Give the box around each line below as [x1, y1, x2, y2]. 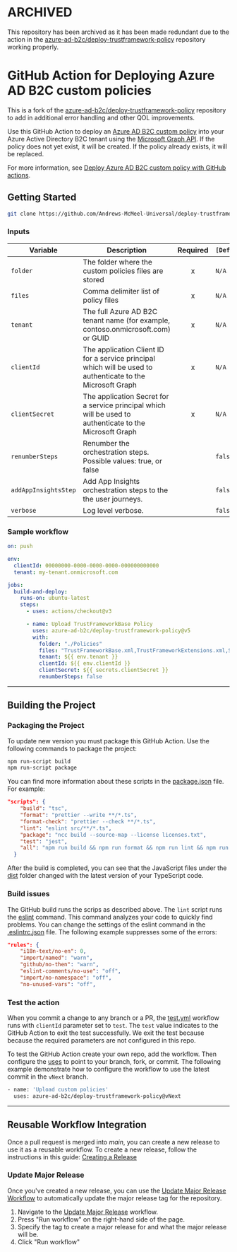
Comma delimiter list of [83, 286, 160, 296]
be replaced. [7, 149, 44, 158]
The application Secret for [83, 391, 169, 401]
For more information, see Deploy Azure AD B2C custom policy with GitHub [7, 163, 226, 172]
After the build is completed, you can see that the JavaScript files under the [7, 864, 227, 872]
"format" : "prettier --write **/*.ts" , [20, 811, 138, 819]
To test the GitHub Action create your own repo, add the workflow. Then [7, 1050, 217, 1058]
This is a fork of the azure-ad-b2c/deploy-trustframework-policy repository [7, 105, 226, 114]
